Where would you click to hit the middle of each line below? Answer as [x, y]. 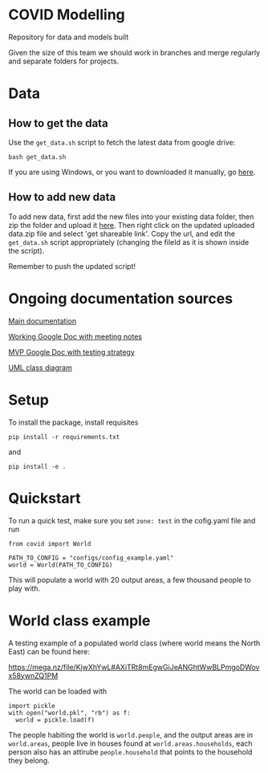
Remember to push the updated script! [72, 266]
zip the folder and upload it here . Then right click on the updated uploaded [132, 225]
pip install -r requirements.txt [64, 437]
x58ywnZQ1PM [33, 675]
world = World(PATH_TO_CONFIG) [61, 565]
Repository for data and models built [69, 37]
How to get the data [58, 123]
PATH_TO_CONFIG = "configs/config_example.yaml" [91, 558]
